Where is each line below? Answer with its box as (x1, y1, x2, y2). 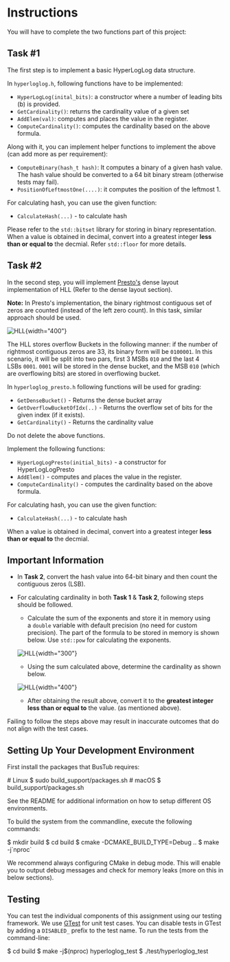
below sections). (7, 873, 54, 882)
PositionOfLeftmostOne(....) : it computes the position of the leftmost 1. (16, 185, 221, 194)
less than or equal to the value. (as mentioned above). (27, 704, 182, 712)
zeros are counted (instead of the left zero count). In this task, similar (7, 306, 203, 314)
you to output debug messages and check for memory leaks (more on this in (7, 866, 224, 875)
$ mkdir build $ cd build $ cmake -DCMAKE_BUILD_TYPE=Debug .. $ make (7, 838, 220, 846)
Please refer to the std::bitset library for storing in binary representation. (7, 225, 216, 233)
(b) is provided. (16, 100, 60, 108)
